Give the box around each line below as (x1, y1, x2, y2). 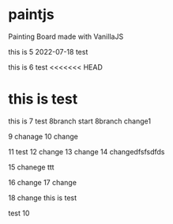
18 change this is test (8, 192, 77, 203)
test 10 (8, 208, 30, 218)
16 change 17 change (8, 177, 77, 187)
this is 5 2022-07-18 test (8, 47, 88, 56)
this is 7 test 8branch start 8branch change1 (8, 116, 152, 126)
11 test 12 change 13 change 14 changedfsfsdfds (8, 146, 165, 156)
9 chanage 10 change (8, 131, 79, 141)
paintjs (8, 6, 55, 24)
